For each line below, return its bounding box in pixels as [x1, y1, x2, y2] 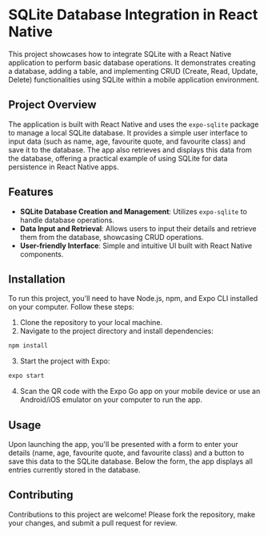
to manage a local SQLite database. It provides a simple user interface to [8, 128, 248, 137]
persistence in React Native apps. [8, 162, 119, 172]
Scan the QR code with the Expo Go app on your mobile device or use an [19, 387, 261, 396]
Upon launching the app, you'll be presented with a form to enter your [8, 439, 238, 449]
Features [8, 185, 54, 199]
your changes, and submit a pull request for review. [8, 518, 178, 527]
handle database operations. [19, 215, 114, 225]
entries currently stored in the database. [8, 465, 141, 474]
